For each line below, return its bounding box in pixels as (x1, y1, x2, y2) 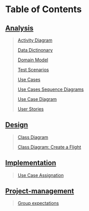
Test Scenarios (17, 67, 49, 73)
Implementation (5, 159, 57, 167)
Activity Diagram (17, 37, 53, 43)
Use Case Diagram (17, 96, 57, 102)
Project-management (5, 187, 74, 196)
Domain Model (17, 57, 49, 63)
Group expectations (17, 200, 59, 206)
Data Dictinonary (17, 47, 53, 53)
